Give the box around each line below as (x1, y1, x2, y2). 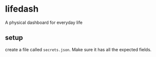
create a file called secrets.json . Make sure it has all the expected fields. (5, 46, 152, 52)
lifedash (5, 3, 39, 15)
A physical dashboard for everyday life (5, 19, 83, 25)
